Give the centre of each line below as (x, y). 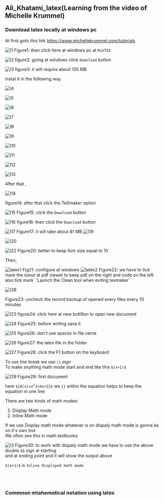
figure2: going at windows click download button (63, 60)
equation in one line (25, 391)
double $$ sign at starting (31, 450)
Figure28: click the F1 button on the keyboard (63, 352)
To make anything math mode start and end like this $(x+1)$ (66, 367)
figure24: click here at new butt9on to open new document (77, 314)
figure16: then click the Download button (56, 222)
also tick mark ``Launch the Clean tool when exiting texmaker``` (69, 280)
